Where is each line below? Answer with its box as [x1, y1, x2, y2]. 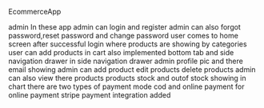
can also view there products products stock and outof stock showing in [8, 74, 246, 82]
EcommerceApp [8, 7, 62, 16]
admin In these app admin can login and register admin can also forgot [8, 22, 242, 31]
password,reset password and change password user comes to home [8, 31, 238, 40]
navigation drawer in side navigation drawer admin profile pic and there [8, 56, 244, 66]
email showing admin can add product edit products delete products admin [8, 65, 256, 74]
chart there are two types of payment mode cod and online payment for [8, 82, 245, 91]
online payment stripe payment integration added [8, 90, 171, 99]
